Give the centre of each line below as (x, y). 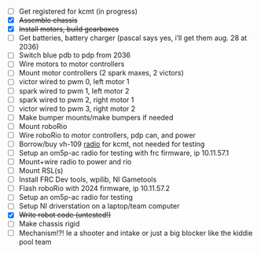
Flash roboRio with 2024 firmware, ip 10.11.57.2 (94, 189)
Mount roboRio (43, 126)
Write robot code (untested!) (65, 215)
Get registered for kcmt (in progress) (78, 11)
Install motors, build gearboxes (69, 29)
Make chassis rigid (49, 224)
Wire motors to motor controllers (72, 64)
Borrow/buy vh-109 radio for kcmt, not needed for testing (112, 144)
